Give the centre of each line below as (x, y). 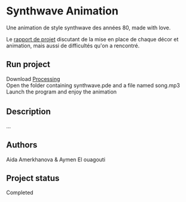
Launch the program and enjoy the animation (62, 92)
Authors (22, 145)
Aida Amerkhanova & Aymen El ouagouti (56, 159)
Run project (28, 64)
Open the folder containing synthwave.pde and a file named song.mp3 (93, 85)
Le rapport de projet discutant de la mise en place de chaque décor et (92, 39)
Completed (20, 192)
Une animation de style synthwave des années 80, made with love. (89, 28)
